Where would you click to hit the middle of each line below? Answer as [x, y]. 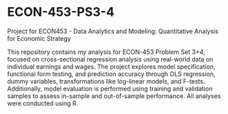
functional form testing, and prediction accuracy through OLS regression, [111, 74]
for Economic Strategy [39, 38]
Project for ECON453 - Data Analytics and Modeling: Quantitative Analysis [113, 31]
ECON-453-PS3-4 [61, 12]
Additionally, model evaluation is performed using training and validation [110, 88]
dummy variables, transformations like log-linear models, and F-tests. [106, 81]
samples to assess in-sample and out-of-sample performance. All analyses [114, 96]
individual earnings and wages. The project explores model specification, [111, 66]
